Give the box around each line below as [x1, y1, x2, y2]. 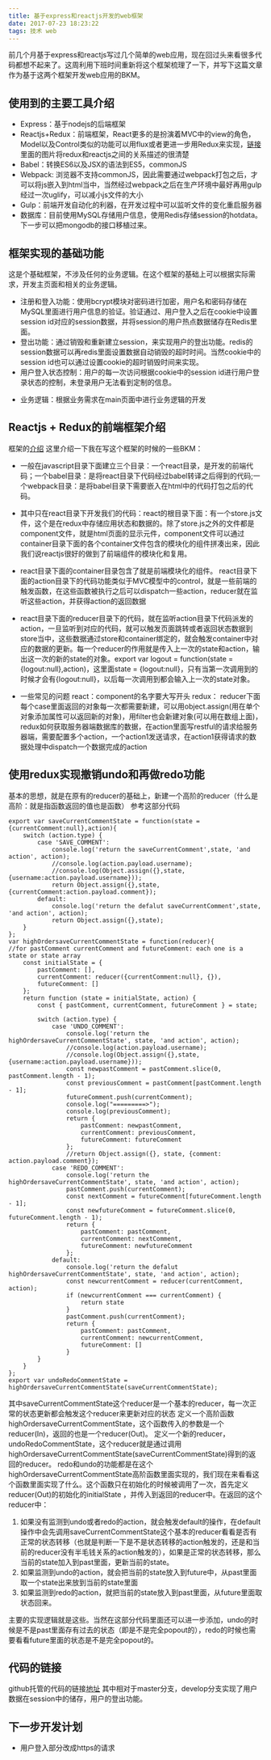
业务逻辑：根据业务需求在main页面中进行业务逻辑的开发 [19, 395, 206, 404]
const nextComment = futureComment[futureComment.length [65, 1192, 262, 1200]
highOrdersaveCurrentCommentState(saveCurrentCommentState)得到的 [8, 1449, 249, 1458]
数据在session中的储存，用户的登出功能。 [8, 1694, 148, 1703]
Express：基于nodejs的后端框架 [19, 119, 127, 129]
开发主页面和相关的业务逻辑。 [22, 280, 122, 289]
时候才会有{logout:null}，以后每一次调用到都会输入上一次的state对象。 [19, 674, 255, 683]
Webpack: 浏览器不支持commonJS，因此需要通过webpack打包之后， [19, 170, 252, 180]
